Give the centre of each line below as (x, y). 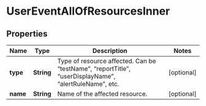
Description (110, 51)
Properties (27, 34)
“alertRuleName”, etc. (88, 84)
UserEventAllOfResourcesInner (88, 11)
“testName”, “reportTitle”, (94, 69)
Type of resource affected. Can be (107, 61)
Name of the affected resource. (102, 94)
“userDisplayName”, (86, 76)
